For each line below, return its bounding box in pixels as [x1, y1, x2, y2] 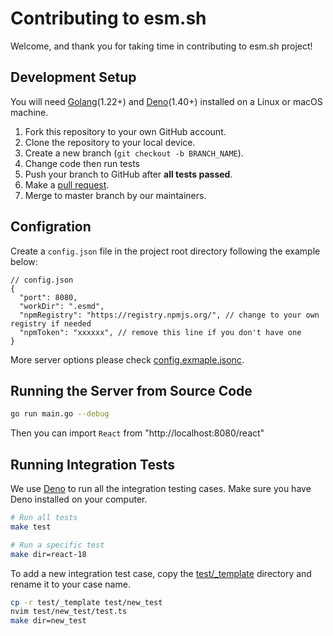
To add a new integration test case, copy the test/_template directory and [10, 567, 312, 579]
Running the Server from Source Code [10, 382, 253, 399]
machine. [10, 106, 49, 118]
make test [10, 522, 52, 532]
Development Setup [10, 69, 137, 86]
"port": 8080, [19, 292, 78, 302]
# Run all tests [10, 513, 78, 523]
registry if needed [10, 318, 92, 329]
